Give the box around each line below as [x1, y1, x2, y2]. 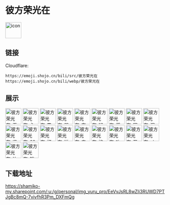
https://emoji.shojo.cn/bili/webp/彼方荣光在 [5, 79, 100, 84]
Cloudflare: [5, 62, 29, 69]
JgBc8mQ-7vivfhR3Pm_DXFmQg [5, 194, 75, 200]
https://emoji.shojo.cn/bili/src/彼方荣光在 [5, 73, 98, 78]
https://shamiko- [5, 183, 40, 189]
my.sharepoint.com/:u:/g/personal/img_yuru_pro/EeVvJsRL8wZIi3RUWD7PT [5, 189, 165, 195]
